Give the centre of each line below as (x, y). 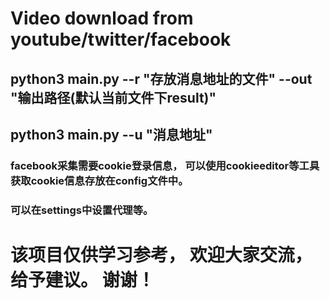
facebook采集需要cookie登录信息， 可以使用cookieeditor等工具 (165, 165)
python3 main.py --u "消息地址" (111, 134)
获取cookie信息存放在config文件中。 (99, 180)
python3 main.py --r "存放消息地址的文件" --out (161, 78)
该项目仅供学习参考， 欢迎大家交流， (161, 255)
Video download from (102, 18)
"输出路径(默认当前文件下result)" (113, 97)
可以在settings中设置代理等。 (82, 210)
